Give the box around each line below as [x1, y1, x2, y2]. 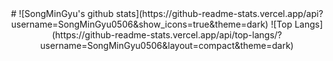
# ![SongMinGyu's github [10, 8, 114, 19]
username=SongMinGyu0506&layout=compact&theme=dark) [40, 40, 294, 51]
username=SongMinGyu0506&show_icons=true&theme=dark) [10, 18, 269, 30]
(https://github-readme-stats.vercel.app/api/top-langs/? [51, 29, 282, 41]
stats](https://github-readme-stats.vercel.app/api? [115, 8, 324, 19]
